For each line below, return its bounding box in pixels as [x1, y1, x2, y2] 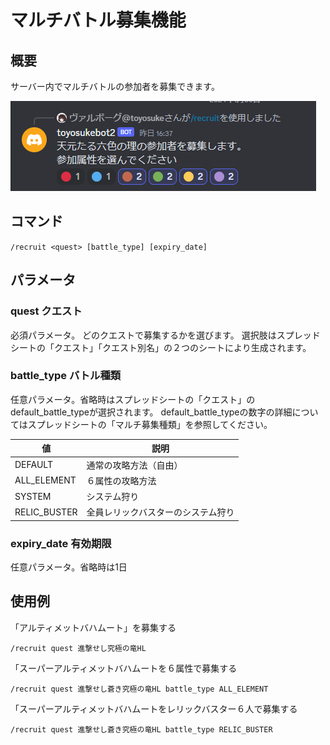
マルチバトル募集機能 [10, 9, 187, 32]
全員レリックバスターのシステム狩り [86, 506, 235, 518]
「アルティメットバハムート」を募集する [10, 621, 177, 633]
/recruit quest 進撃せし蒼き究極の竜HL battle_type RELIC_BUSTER [10, 724, 273, 735]
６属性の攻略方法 [86, 474, 157, 486]
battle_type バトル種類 [10, 369, 122, 383]
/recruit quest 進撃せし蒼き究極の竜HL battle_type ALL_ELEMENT [10, 684, 269, 694]
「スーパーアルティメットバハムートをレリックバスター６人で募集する [10, 702, 298, 715]
